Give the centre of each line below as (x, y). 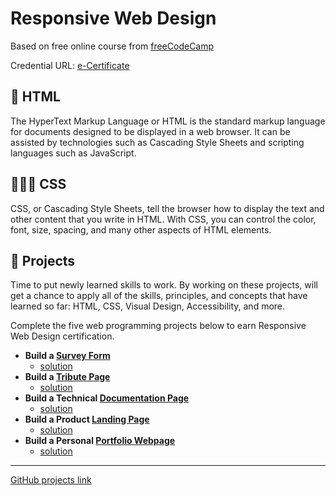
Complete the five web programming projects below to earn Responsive (158, 326)
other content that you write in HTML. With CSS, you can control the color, (163, 219)
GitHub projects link (51, 480)
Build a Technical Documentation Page (107, 398)
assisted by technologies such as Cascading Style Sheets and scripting (157, 142)
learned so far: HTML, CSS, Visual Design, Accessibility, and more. (148, 306)
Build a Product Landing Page (87, 419)
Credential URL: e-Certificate (70, 65)
